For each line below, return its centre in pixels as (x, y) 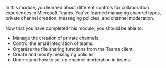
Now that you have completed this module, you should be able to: (74, 28)
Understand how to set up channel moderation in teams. (72, 60)
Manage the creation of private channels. (56, 38)
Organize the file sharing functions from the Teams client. (73, 49)
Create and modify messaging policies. (54, 54)
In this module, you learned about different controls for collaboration (77, 7)
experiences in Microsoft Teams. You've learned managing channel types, (83, 13)
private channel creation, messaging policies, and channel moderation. (80, 18)
